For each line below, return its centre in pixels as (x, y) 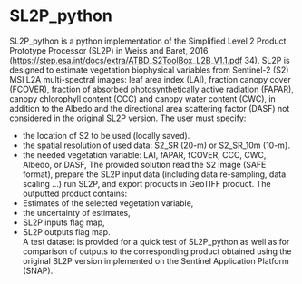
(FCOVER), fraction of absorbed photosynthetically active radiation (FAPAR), (152, 89)
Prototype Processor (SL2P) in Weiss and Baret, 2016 (109, 50)
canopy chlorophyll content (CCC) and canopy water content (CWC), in (143, 98)
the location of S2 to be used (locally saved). (106, 135)
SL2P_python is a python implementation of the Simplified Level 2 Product (148, 41)
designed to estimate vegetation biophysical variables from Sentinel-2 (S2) (149, 70)
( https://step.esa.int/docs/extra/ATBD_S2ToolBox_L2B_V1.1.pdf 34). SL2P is (150, 60)
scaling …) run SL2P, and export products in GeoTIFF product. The (146, 183)
